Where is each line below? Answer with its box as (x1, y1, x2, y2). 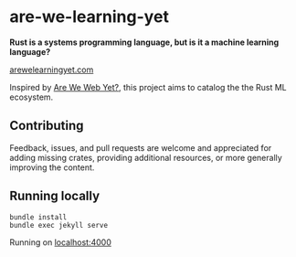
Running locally (9, 188, 100, 204)
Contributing (9, 118, 84, 134)
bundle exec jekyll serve (9, 220, 108, 230)
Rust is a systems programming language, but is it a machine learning (9, 37, 280, 48)
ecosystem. (9, 91, 54, 102)
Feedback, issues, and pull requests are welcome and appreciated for (9, 142, 272, 153)
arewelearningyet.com (9, 64, 94, 75)
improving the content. (9, 162, 95, 173)
